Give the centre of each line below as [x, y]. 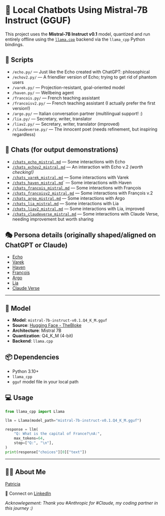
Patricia [13, 484]
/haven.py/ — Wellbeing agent [43, 92]
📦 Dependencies [32, 357]
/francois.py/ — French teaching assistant [56, 98]
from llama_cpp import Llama [35, 411]
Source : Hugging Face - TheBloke [47, 326]
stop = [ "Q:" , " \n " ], [34, 443]
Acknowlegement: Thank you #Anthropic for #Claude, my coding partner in [82, 503]
